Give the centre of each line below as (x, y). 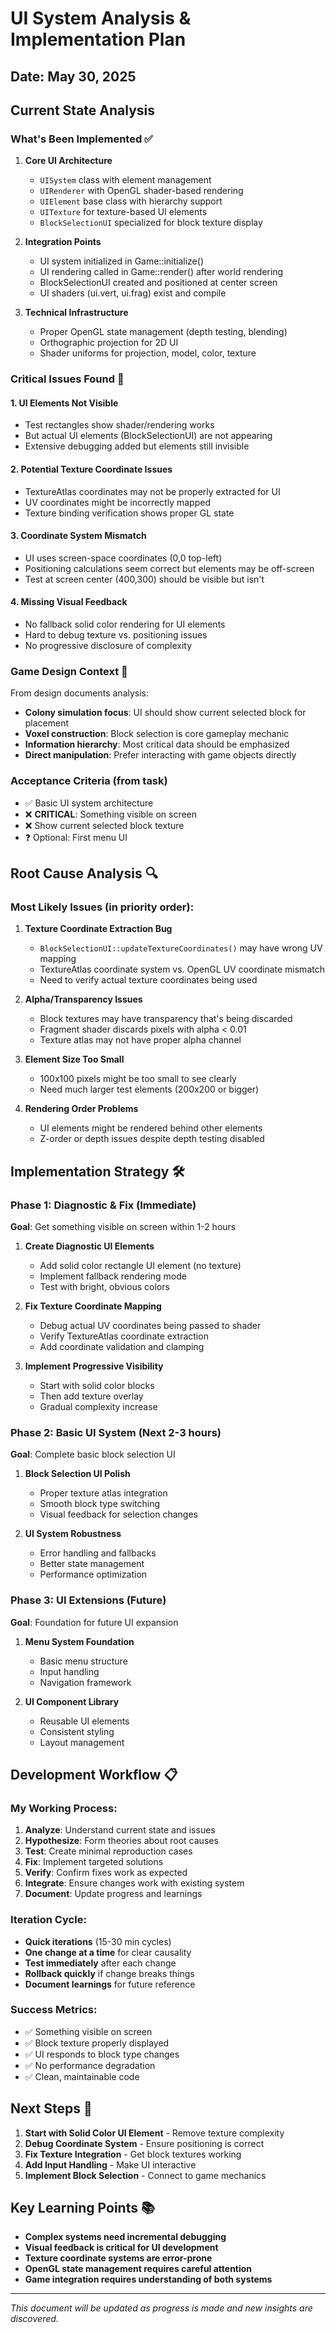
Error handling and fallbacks (98, 1553)
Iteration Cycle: (48, 1920)
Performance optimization (93, 1574)
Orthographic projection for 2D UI (109, 343)
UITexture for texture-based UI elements (123, 212)
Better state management (92, 1564)
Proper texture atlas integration (103, 1493)
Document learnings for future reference (110, 1984)
